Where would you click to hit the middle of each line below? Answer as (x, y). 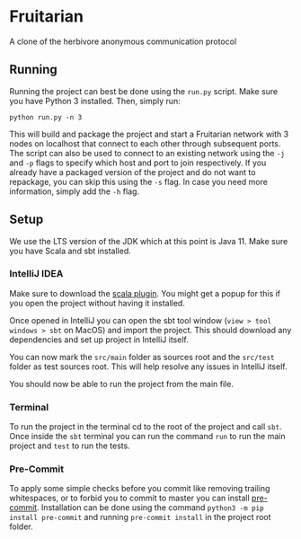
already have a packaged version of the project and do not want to (133, 172)
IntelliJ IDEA (36, 274)
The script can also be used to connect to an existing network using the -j (147, 153)
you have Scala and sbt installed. (71, 251)
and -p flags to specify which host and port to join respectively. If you (138, 163)
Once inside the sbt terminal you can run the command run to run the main (147, 437)
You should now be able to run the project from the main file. (121, 384)
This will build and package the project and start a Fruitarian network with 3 (149, 134)
